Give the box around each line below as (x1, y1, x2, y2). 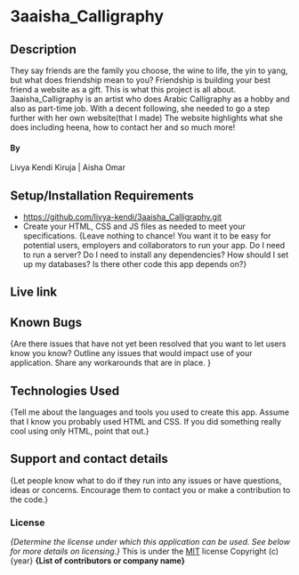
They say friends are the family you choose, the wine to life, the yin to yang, (10, 65, 288, 76)
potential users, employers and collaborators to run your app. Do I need (22, 240, 286, 251)
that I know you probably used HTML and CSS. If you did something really (10, 417, 281, 427)
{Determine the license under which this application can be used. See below (10, 537, 290, 547)
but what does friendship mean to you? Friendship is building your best (10, 75, 271, 85)
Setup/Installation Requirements (10, 188, 194, 203)
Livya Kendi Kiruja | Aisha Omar (10, 162, 125, 173)
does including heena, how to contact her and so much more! (10, 122, 236, 133)
